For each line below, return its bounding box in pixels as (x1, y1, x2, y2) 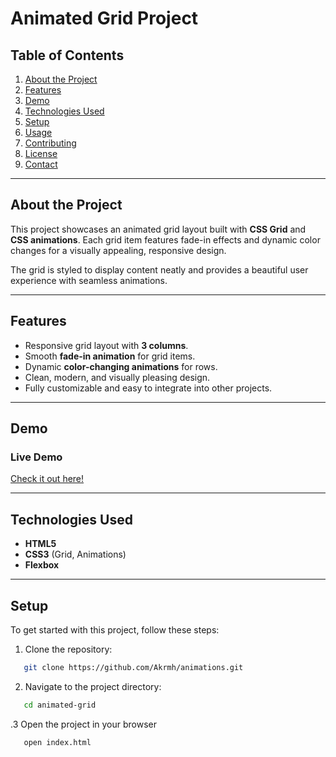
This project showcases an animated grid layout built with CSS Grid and (10, 223, 307, 235)
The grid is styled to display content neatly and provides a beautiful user (10, 263, 309, 276)
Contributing (24, 137, 77, 149)
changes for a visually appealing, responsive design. (10, 244, 227, 256)
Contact (24, 158, 58, 170)
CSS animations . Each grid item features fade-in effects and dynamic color (10, 233, 321, 246)
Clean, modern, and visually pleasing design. (24, 371, 211, 383)
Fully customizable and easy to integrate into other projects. (24, 382, 273, 394)
